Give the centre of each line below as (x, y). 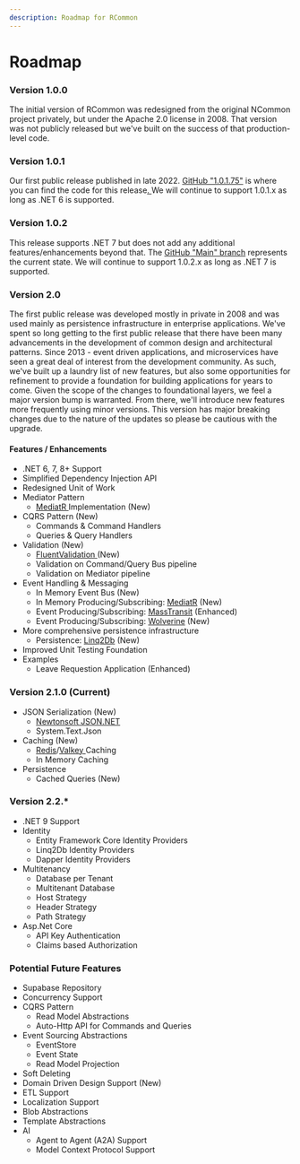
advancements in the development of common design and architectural (141, 343)
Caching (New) (50, 740)
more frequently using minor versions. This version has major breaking (140, 409)
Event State (57, 1055)
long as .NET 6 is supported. (62, 200)
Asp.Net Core (47, 925)
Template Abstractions (64, 1121)
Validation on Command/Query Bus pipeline (116, 564)
